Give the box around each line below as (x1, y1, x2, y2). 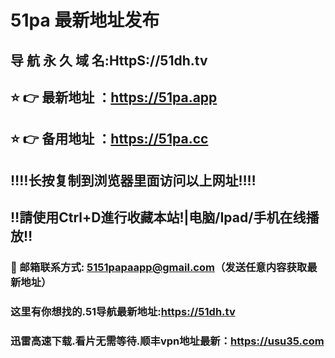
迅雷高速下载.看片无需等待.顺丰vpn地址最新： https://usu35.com (10, 334, 325, 348)
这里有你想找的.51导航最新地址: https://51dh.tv (10, 304, 236, 318)
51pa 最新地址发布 (10, 9, 160, 32)
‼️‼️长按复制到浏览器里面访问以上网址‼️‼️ (10, 172, 257, 189)
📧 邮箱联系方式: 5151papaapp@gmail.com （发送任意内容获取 (10, 261, 308, 275)
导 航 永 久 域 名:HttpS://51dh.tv (10, 52, 208, 69)
